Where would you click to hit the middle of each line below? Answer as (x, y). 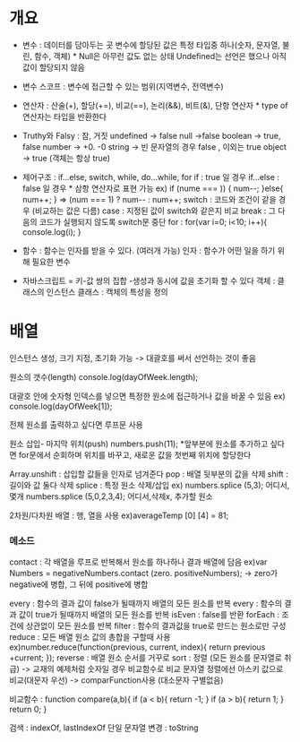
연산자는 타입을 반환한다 (64, 116)
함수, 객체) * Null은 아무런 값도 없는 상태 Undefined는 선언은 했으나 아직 (160, 56)
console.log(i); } (51, 232)
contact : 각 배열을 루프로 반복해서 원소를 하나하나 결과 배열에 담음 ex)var (138, 562)
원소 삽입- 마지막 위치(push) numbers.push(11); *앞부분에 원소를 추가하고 (139, 444)
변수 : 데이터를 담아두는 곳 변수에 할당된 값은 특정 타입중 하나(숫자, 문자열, (151, 45)
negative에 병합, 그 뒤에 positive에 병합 (79, 584)
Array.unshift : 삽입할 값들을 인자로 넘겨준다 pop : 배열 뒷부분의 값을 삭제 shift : (149, 474)
